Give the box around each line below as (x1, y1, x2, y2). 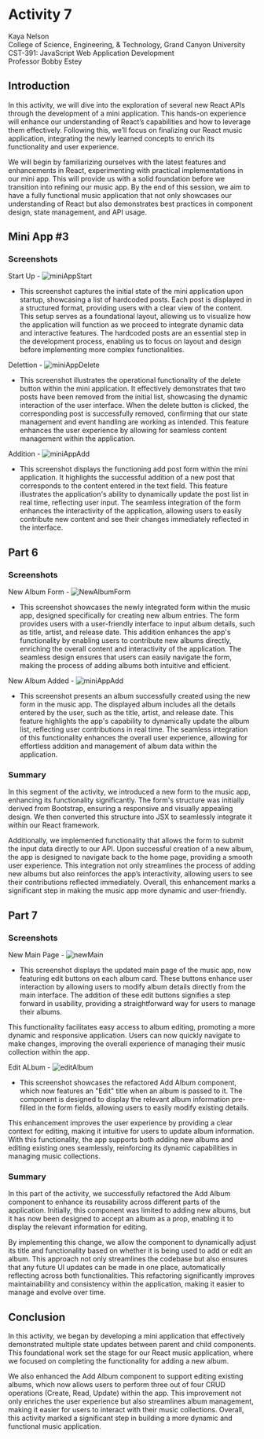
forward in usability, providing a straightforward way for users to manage (19, 999, 256, 1008)
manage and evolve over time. (8, 1287, 106, 1298)
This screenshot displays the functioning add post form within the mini (19, 464, 248, 474)
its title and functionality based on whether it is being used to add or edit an (8, 1246, 253, 1255)
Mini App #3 (8, 230, 69, 244)
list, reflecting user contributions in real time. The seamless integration (19, 725, 248, 734)
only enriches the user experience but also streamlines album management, (8, 1397, 254, 1406)
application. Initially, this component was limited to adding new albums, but (8, 1206, 251, 1215)
